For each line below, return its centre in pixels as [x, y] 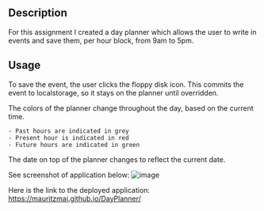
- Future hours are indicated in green [74, 145]
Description [38, 13]
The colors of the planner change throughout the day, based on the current [131, 108]
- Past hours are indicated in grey [69, 131]
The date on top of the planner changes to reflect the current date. [117, 159]
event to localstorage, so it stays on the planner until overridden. [113, 92]
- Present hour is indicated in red [69, 138]
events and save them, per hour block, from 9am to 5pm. [101, 40]
